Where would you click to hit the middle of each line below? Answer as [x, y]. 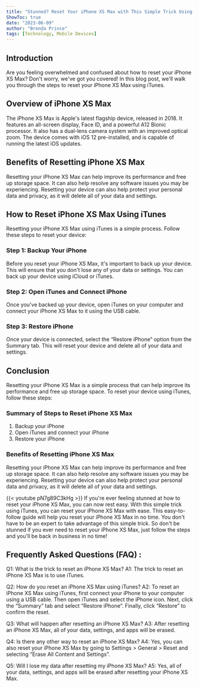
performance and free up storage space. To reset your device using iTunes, [99, 392]
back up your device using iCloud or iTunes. [60, 276]
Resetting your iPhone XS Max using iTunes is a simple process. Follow [93, 229]
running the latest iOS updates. [44, 143]
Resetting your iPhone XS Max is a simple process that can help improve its [98, 385]
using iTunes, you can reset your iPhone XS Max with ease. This [85, 510]
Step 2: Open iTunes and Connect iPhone [67, 292]
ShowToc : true [24, 17]
